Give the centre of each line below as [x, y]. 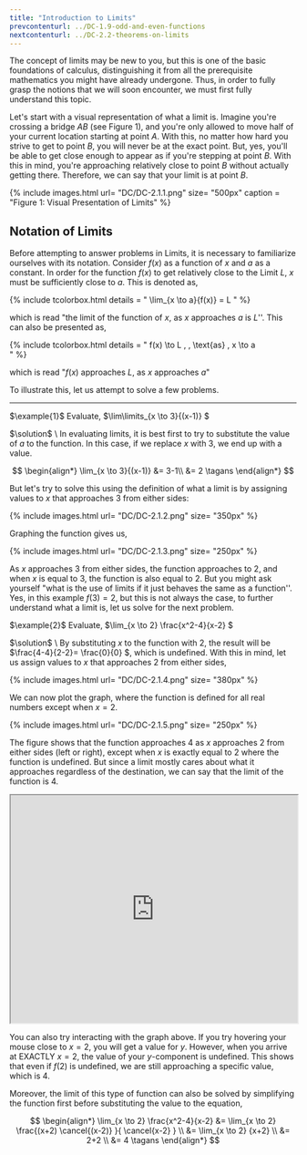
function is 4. [34, 781]
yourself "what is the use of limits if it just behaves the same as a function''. [151, 588]
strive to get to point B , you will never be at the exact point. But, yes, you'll [148, 146]
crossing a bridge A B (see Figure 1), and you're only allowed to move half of [152, 127]
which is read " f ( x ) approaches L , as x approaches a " [110, 372]
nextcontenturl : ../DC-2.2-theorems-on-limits [99, 35]
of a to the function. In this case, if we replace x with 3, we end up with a [146, 444]
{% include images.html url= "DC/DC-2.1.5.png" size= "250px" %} [133, 725]
